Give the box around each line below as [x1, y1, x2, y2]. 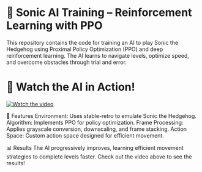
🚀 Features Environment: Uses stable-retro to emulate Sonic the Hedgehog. [6, 112, 197, 119]
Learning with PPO [6, 18, 103, 33]
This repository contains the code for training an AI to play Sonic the [6, 39, 179, 46]
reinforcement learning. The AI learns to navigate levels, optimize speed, [6, 52, 190, 59]
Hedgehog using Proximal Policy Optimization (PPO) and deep [6, 45, 163, 53]
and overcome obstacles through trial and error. [6, 58, 127, 66]
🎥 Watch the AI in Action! [6, 80, 135, 94]
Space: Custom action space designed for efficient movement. [6, 131, 164, 139]
